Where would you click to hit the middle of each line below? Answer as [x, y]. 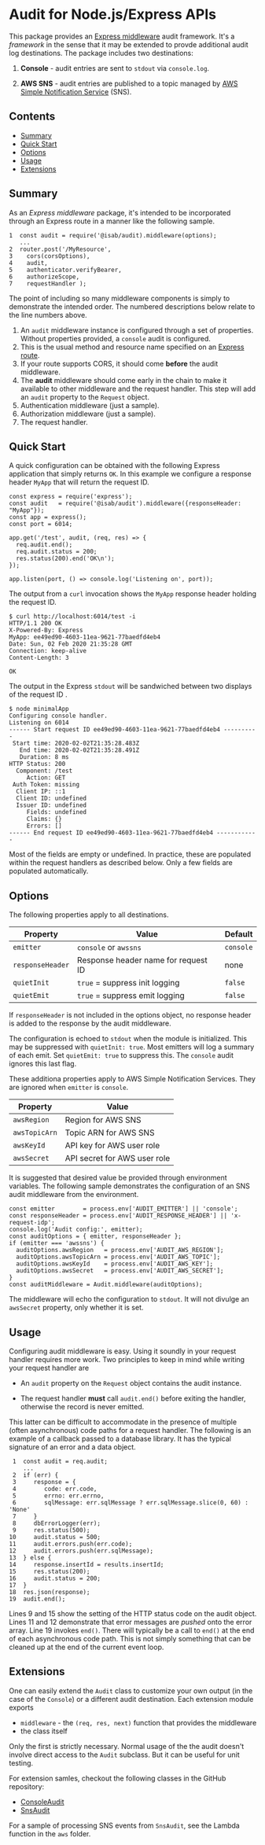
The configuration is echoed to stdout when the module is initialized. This [128, 1039]
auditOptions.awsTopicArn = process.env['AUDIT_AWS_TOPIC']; [118, 1257]
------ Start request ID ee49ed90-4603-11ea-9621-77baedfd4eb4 [115, 730]
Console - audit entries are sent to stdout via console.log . [115, 68]
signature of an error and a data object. [72, 1447]
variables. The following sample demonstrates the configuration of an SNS [130, 1186]
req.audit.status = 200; [57, 552]
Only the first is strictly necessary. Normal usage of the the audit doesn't [127, 1746]
